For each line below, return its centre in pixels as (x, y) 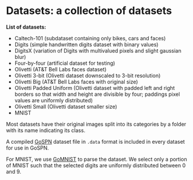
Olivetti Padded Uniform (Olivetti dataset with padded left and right (94, 88)
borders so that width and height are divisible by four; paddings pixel (97, 94)
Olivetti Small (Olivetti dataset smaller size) (66, 106)
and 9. (14, 171)
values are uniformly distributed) (54, 100)
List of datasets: (26, 27)
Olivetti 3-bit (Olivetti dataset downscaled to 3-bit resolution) (87, 75)
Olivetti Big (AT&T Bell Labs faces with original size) (76, 82)
